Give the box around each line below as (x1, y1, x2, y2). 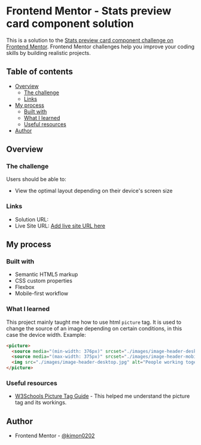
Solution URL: (14, 216, 49, 223)
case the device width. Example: (6, 331, 87, 338)
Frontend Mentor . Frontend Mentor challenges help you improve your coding (6, 43, 195, 50)
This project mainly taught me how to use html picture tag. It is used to (6, 318, 182, 326)
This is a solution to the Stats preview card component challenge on (6, 36, 173, 44)
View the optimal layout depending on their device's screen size (14, 187, 173, 195)
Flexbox (14, 284, 35, 291)
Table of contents (6, 67, 73, 77)
